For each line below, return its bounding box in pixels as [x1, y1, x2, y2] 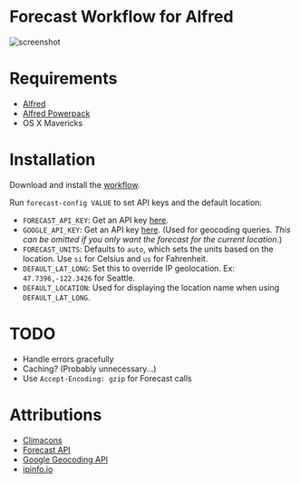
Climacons [22, 434, 63, 446]
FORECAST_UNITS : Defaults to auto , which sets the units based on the [22, 243, 274, 254]
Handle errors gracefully [22, 353, 115, 364]
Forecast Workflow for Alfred [9, 6, 234, 27]
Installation [9, 150, 96, 170]
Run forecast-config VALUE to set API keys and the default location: [9, 197, 263, 208]
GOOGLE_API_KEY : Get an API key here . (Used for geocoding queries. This [22, 224, 291, 235]
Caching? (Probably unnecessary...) [22, 363, 157, 374]
